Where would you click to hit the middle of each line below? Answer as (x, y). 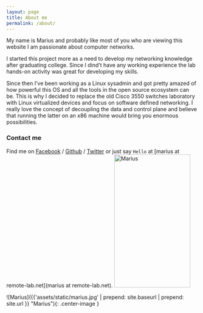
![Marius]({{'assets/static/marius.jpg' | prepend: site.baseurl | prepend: (95, 297)
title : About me (27, 18)
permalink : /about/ (31, 23)
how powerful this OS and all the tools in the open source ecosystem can (98, 90)
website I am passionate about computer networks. (71, 47)
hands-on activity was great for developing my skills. (72, 72)
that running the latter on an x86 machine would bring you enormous (92, 115)
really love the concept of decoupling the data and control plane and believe (102, 109)
